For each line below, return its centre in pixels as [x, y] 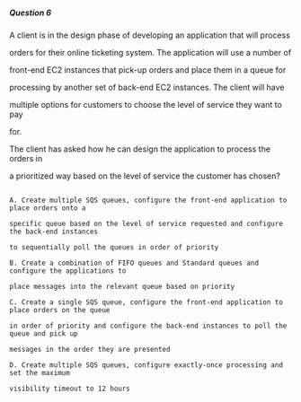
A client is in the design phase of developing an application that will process [150, 35]
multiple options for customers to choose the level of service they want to [146, 104]
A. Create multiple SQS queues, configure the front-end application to [148, 200]
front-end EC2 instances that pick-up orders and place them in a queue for [148, 70]
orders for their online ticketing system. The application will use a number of [150, 52]
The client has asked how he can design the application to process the [140, 149]
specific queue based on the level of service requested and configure [146, 223]
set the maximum [40, 372]
